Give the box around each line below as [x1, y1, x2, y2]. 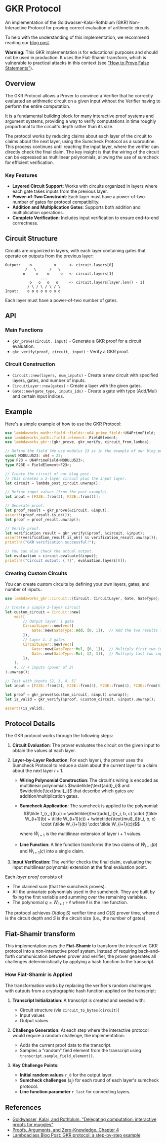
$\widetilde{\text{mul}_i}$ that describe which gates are [19, 788, 134, 794]
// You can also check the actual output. [5, 549, 94, 554]
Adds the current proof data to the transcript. [19, 1042, 112, 1048]
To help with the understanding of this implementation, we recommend [5, 34, 149, 40]
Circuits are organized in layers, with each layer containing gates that [5, 247, 146, 253]
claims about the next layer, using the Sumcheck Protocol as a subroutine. [5, 138, 156, 144]
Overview [5, 79, 36, 88]
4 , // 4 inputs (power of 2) [14, 665, 74, 670]
